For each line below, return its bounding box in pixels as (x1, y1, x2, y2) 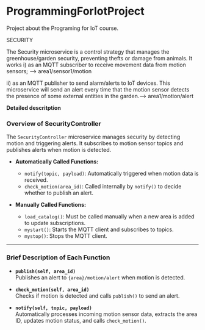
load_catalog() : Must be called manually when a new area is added (24, 213, 195, 220)
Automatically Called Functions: (15, 158, 99, 165)
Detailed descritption (6, 104, 61, 111)
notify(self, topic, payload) (15, 305, 93, 311)
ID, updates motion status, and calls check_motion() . (15, 317, 146, 324)
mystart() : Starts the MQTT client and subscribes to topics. (24, 226, 174, 233)
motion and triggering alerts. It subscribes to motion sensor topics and (6, 140, 184, 147)
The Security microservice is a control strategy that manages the (6, 48, 170, 56)
